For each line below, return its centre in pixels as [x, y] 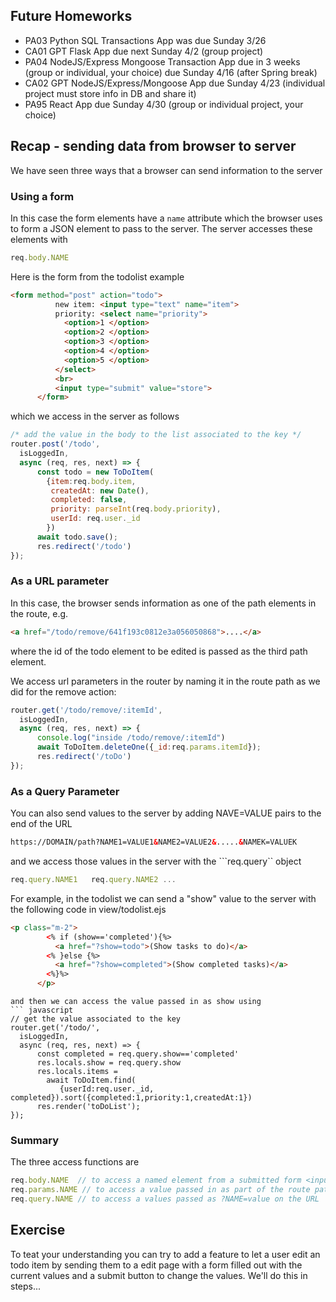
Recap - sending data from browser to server [153, 146]
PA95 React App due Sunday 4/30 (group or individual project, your [164, 104]
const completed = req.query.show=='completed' [138, 1054]
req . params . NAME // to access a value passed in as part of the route [160, 1190]
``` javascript [42, 1010]
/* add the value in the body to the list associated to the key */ [156, 435]
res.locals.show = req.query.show [109, 1063]
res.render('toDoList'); [88, 1107]
